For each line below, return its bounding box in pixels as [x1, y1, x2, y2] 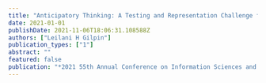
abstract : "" [8, 48, 51, 56]
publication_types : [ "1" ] [8, 41, 93, 49]
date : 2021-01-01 [8, 19, 66, 27]
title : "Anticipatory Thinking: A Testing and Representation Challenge [8, 11, 253, 20]
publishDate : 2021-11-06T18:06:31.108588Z [8, 26, 150, 34]
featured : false [8, 56, 62, 64]
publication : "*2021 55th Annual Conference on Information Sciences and [8, 63, 257, 71]
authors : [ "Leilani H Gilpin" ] [8, 33, 112, 42]
